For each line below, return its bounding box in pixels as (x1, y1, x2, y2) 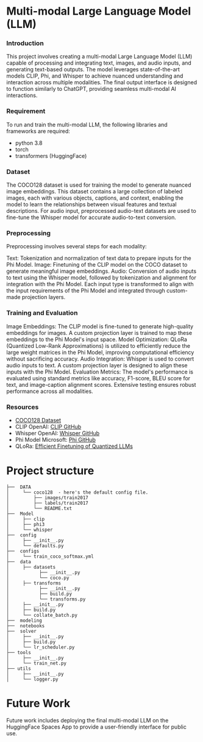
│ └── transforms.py (6, 596, 86, 602)
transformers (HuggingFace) (15, 152, 87, 159)
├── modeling (6, 618, 43, 624)
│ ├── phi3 (6, 521, 45, 527)
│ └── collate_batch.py (6, 612, 78, 618)
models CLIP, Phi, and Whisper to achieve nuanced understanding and (6, 72, 183, 80)
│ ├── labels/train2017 (6, 500, 88, 506)
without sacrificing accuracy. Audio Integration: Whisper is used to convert (6, 355, 194, 362)
